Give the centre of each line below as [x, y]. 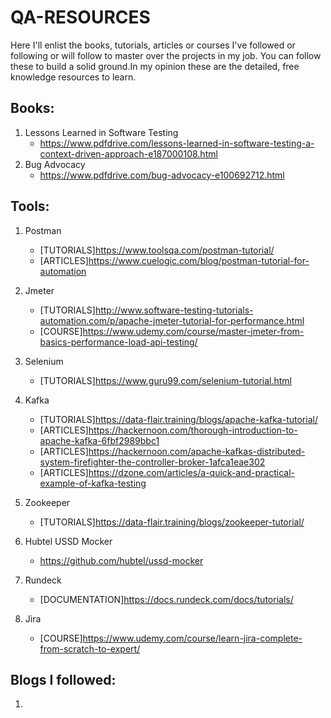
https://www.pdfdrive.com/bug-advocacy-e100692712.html [162, 175]
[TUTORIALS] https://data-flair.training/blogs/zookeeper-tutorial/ [172, 522]
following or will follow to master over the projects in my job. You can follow [166, 55]
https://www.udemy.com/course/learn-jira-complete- [192, 638]
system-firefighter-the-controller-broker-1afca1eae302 [152, 462]
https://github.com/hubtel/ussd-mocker [121, 560]
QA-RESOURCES [80, 17]
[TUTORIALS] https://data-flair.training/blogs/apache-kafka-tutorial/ [178, 419]
